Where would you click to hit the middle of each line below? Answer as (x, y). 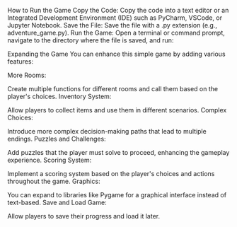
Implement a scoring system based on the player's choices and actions (111, 174)
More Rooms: (27, 75)
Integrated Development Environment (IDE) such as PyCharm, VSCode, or (115, 18)
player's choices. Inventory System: (59, 96)
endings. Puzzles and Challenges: (57, 139)
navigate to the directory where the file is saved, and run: (91, 40)
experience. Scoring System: (50, 160)
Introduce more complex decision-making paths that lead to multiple (107, 131)
